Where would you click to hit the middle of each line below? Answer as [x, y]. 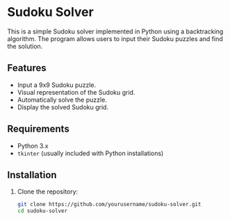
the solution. [25, 46]
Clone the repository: [48, 191]
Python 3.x [33, 146]
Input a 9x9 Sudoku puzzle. [56, 85]
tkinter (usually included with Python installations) [90, 153]
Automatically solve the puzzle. [62, 100]
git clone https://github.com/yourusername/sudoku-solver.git [109, 205]
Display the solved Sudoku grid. [63, 107]
